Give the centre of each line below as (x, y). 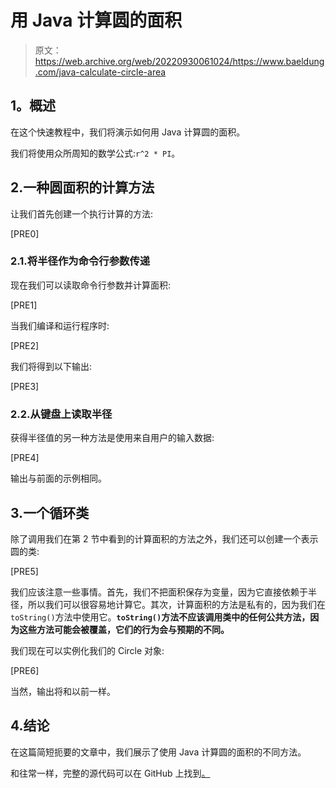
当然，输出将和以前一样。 (63, 691)
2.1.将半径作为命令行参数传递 (80, 261)
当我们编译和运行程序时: (60, 325)
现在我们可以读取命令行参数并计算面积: (91, 285)
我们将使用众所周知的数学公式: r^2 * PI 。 (95, 153)
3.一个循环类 (50, 512)
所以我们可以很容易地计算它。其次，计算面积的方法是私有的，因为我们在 (176, 604)
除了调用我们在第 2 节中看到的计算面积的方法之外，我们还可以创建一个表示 (164, 538)
